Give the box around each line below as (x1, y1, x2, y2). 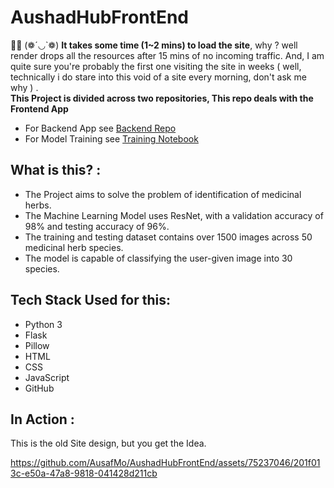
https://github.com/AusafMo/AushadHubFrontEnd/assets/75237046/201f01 (10, 457, 321, 469)
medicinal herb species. (24, 241, 124, 253)
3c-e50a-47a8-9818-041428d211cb (10, 467, 158, 480)
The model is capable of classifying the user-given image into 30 (24, 252, 293, 264)
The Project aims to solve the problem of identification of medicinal (24, 188, 302, 200)
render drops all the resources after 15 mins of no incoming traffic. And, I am (10, 49, 325, 61)
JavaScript (24, 371, 70, 383)
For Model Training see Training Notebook (24, 132, 199, 145)
